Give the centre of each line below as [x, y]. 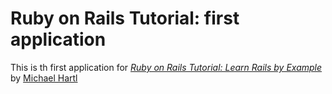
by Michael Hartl [44, 78]
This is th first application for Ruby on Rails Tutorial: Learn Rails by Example [166, 67]
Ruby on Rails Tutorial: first [125, 18]
